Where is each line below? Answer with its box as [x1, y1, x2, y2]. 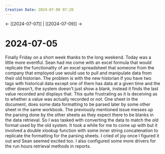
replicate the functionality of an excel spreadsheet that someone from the [5, 64, 155, 70]
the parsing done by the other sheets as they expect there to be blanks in [5, 112, 154, 118]
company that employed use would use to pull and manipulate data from [5, 70, 152, 76]
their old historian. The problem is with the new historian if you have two [5, 75, 152, 81]
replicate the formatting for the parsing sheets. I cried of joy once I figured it [5, 132, 160, 138]
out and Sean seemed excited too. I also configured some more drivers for [5, 138, 156, 144]
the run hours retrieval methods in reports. [5, 143, 91, 149]
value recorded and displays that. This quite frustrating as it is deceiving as [5, 91, 158, 96]
